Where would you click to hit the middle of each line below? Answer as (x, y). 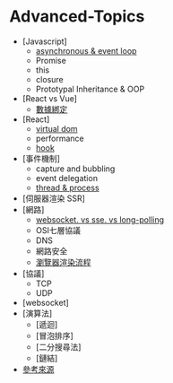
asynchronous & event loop (86, 50)
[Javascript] (44, 41)
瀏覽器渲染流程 (63, 262)
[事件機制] (41, 158)
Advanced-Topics (77, 17)
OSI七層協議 (58, 230)
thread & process (68, 187)
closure (50, 79)
